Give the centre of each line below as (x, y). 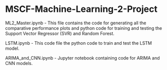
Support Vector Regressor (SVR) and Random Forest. (60, 33)
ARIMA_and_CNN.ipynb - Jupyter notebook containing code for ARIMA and (82, 58)
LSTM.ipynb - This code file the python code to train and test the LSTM (78, 43)
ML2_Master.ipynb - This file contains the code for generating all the (76, 23)
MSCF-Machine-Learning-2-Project (81, 9)
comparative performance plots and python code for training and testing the (84, 28)
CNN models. (19, 63)
